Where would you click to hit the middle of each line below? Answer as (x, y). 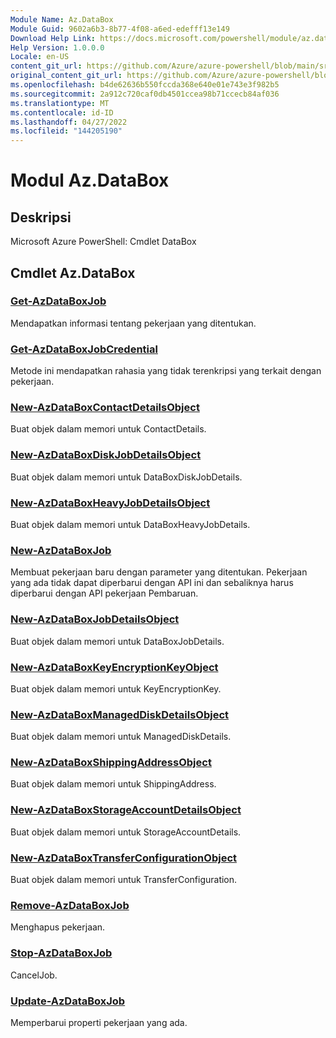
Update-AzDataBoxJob (68, 1001)
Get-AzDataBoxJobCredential (84, 349)
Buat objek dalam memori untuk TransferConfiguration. (124, 880)
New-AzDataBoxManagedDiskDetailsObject (120, 714)
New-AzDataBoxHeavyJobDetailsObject (110, 503)
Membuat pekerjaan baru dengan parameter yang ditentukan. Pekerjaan (159, 572)
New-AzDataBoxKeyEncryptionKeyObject (114, 667)
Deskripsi (41, 217)
